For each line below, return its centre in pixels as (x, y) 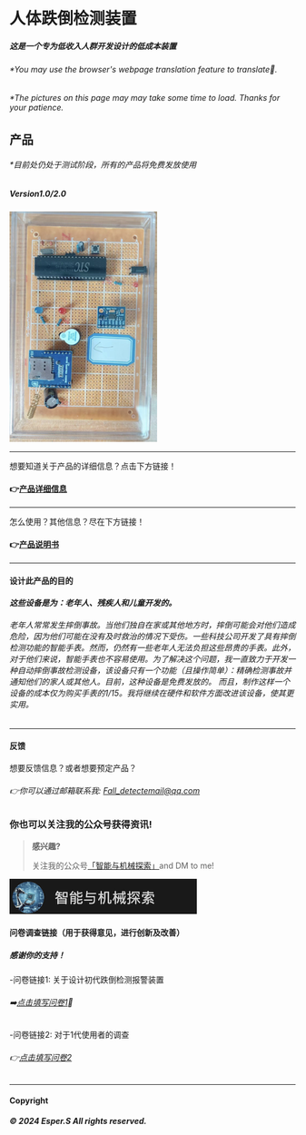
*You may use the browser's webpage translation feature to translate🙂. (143, 70)
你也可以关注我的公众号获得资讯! (81, 824)
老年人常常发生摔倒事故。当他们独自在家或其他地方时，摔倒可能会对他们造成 (153, 625)
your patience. (37, 107)
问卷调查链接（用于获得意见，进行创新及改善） (97, 933)
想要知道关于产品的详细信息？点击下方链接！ (93, 466)
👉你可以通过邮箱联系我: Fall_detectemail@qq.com (105, 790)
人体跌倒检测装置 (74, 19)
